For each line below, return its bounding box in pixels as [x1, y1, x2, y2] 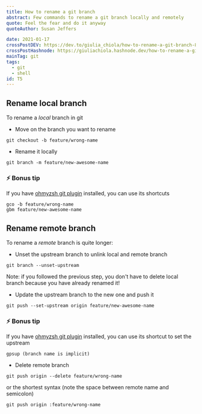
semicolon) [6, 390, 34, 398]
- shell [11, 70, 31, 76]
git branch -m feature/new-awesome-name [6, 160, 109, 166]
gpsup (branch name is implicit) [6, 351, 90, 357]
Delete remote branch [14, 362, 69, 369]
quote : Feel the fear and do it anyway [6, 20, 106, 26]
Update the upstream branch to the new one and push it [14, 291, 155, 298]
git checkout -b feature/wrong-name [6, 137, 98, 143]
